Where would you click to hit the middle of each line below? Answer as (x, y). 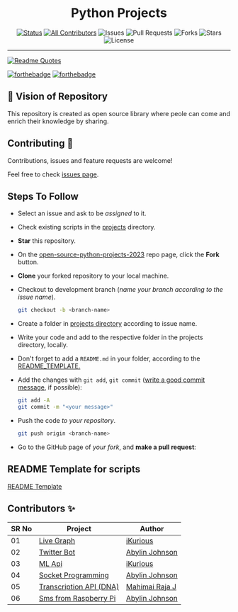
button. (28, 262)
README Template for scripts (74, 469)
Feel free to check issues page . (53, 174)
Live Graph (57, 540)
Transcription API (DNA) (79, 586)
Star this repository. (47, 241)
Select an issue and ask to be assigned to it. (82, 213)
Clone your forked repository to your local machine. (93, 276)
